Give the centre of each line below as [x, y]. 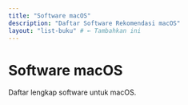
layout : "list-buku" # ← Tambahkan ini [75, 30]
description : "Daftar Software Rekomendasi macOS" [94, 23]
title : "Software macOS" [50, 16]
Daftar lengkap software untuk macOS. [72, 92]
